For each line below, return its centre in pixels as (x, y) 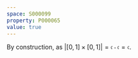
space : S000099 (29, 14)
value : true (24, 27)
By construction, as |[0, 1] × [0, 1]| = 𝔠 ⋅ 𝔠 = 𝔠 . (69, 47)
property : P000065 (33, 21)
